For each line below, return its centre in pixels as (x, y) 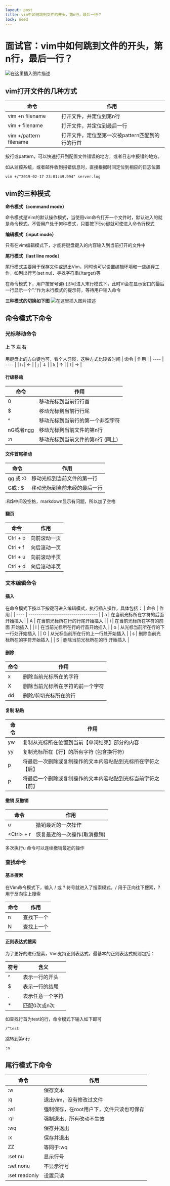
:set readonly (23, 1175)
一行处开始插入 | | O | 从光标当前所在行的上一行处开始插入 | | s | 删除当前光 (83, 633)
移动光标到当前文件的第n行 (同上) (78, 439)
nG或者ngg (21, 430)
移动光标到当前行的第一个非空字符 (79, 420)
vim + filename (25, 125)
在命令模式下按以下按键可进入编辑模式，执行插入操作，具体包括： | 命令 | (82, 608)
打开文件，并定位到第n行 (91, 116)
